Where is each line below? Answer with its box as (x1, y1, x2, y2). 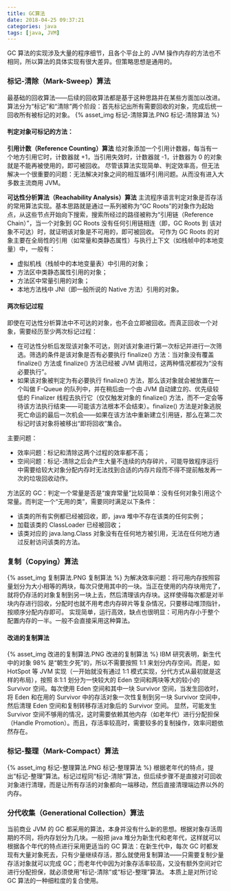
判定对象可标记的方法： (7, 128, 74, 136)
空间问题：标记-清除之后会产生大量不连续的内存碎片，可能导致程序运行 (16, 456, 219, 465)
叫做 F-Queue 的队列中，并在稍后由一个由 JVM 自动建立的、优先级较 (23, 384, 219, 393)
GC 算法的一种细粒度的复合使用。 (7, 877, 102, 885)
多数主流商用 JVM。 (7, 178, 65, 186)
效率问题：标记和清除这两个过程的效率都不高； (16, 448, 150, 456)
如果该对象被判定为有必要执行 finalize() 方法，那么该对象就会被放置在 (16, 376, 214, 384)
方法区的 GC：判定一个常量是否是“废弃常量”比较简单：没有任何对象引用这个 (7, 489, 222, 497)
